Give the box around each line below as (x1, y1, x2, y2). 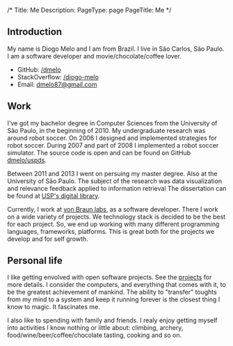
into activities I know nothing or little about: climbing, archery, (7, 324, 184, 332)
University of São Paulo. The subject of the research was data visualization (7, 177, 223, 185)
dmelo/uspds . (7, 156, 47, 164)
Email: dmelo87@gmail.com (17, 80, 97, 88)
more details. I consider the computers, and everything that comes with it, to (7, 281, 226, 289)
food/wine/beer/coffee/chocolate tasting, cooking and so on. (7, 331, 182, 340)
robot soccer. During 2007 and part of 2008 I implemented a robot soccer (7, 141, 219, 149)
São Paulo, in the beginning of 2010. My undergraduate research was (7, 126, 206, 134)
